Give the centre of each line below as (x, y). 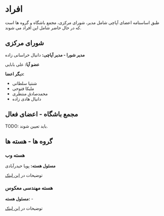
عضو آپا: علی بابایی (23, 64)
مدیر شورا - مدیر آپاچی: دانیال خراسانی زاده (45, 55)
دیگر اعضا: (15, 74)
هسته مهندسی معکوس (29, 188)
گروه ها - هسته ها (29, 141)
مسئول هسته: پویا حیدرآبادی (30, 166)
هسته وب (15, 155)
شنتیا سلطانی (25, 83)
